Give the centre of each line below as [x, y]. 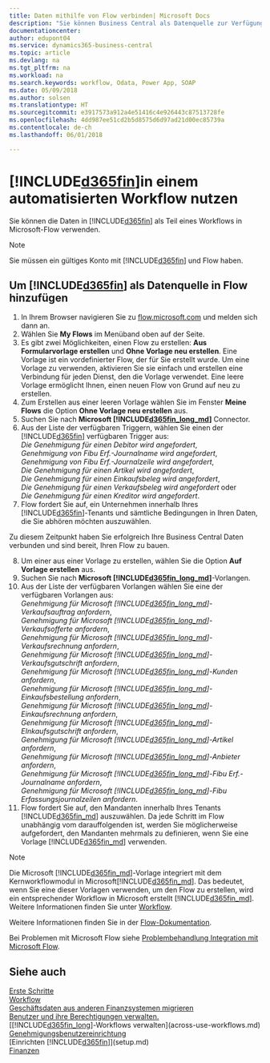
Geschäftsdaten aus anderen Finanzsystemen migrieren [102, 1008]
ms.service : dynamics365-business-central [81, 46]
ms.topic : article [40, 53]
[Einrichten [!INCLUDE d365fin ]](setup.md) [79, 1042]
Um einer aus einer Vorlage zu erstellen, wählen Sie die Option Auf [131, 561]
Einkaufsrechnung [51, 715]
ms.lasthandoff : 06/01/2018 [56, 135]
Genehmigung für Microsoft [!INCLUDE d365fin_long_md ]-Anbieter [131, 757]
